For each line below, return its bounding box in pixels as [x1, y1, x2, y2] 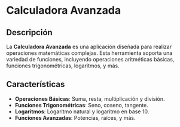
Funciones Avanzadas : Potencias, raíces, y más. [14, 114, 136, 121]
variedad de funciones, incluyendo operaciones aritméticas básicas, [6, 56, 175, 63]
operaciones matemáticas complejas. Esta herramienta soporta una [6, 49, 173, 57]
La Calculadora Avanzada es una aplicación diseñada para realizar [6, 43, 172, 50]
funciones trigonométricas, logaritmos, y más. [6, 62, 120, 69]
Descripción [6, 27, 53, 38]
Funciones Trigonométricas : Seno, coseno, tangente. [14, 101, 148, 109]
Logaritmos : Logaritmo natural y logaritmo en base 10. [14, 108, 150, 115]
